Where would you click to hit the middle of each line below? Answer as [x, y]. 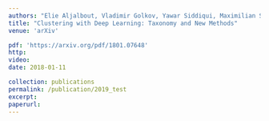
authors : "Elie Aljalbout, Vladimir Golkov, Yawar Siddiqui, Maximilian [132, 16]
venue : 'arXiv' [34, 30]
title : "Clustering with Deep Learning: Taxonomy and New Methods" [123, 23]
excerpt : [23, 97]
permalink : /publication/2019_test [68, 89]
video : [19, 60]
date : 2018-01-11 [37, 68]
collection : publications [51, 82]
